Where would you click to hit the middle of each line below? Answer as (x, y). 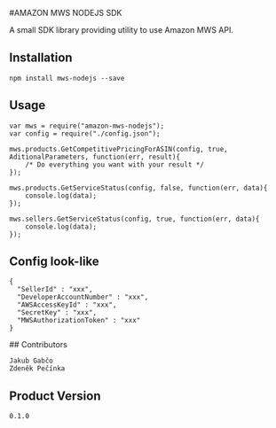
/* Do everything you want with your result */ (114, 164)
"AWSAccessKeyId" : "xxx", (67, 305)
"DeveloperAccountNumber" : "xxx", (83, 297)
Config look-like (54, 262)
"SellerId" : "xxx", (55, 290)
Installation (41, 58)
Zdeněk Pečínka (37, 369)
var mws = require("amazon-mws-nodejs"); (87, 126)
